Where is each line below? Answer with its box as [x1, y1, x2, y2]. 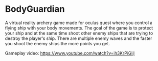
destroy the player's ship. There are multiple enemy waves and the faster [5, 35, 153, 41]
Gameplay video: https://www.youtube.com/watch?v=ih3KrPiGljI [5, 50, 135, 56]
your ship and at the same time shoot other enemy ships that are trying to [5, 30, 153, 36]
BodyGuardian [5, 3, 65, 15]
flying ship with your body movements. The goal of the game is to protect [5, 25, 153, 30]
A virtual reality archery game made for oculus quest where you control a [5, 20, 153, 26]
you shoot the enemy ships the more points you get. [5, 40, 110, 46]
